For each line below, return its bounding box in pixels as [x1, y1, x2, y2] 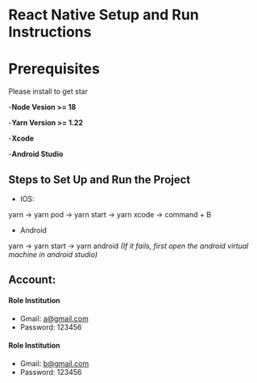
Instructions [8, 23, 92, 41]
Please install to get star [8, 86, 89, 96]
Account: [8, 273, 56, 287]
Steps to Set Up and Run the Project [8, 172, 191, 187]
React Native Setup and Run [8, 6, 199, 24]
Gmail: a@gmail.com [19, 314, 89, 323]
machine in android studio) [8, 249, 98, 259]
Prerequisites [8, 60, 101, 78]
